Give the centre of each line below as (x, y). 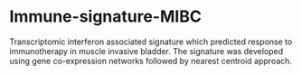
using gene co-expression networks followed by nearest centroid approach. (150, 61)
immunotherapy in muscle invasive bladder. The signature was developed (146, 51)
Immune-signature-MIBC (105, 17)
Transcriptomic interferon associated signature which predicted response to (151, 42)
